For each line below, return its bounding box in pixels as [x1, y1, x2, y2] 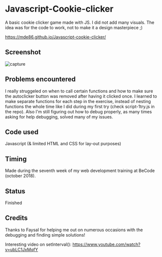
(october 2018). [5, 173, 36, 179]
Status [5, 187, 26, 195]
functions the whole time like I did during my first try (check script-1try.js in [5, 103, 155, 109]
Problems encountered [5, 75, 76, 84]
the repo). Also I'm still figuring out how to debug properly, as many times [5, 108, 152, 115]
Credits [5, 214, 28, 222]
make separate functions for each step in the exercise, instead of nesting [5, 98, 151, 104]
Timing [5, 154, 27, 163]
